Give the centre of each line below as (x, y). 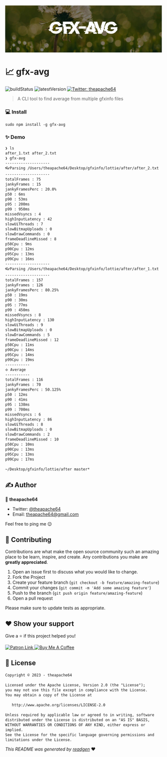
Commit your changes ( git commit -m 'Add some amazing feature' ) (82, 588)
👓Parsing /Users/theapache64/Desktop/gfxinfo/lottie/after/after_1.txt (82, 269)
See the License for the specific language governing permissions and (80, 735)
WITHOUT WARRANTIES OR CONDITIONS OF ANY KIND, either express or (75, 725)
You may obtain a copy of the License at (49, 695)
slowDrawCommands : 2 (28, 434)
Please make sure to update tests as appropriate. (55, 608)
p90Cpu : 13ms (20, 449)
